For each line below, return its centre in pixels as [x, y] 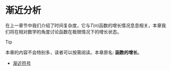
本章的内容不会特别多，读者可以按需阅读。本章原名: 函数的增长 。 [74, 52]
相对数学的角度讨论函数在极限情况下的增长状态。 [70, 31]
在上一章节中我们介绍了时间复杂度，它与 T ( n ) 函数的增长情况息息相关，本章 [83, 25]
